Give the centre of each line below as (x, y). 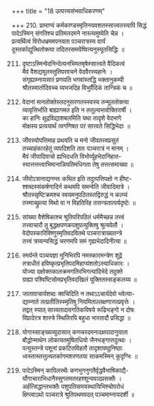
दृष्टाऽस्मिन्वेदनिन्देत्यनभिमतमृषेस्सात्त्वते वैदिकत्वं (73, 64)
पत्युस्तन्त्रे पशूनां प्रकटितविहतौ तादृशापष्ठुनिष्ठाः (72, 348)
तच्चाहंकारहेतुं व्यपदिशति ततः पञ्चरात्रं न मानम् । (75, 148)
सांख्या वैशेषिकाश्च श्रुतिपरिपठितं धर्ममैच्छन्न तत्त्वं (73, 217)
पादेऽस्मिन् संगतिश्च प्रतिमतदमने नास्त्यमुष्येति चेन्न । (68, 33)
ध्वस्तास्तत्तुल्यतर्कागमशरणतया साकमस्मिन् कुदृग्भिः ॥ (80, 356)
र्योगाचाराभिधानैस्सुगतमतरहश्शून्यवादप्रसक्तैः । (72, 379)
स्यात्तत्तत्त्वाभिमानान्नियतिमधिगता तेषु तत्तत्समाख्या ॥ (78, 164)
